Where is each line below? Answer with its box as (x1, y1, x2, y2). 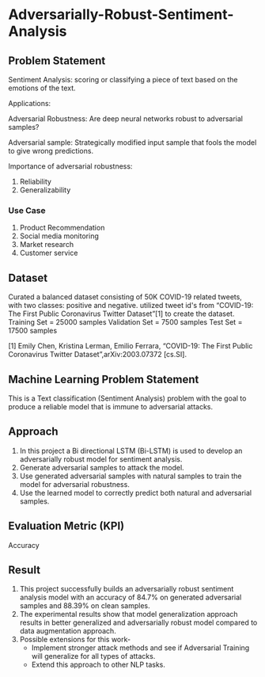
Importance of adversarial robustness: (8, 162, 133, 171)
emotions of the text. (8, 83, 77, 93)
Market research (19, 240, 74, 249)
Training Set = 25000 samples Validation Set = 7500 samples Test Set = (8, 318, 243, 327)
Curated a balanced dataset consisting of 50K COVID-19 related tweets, (8, 292, 243, 302)
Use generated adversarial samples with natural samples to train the (19, 471, 243, 481)
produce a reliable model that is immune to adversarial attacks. (8, 401, 214, 411)
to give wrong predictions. (8, 146, 93, 155)
